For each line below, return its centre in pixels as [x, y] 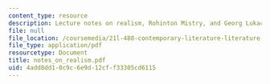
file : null [27, 30]
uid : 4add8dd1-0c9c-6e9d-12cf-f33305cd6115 [82, 68]
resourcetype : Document [48, 53]
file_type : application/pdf [55, 46]
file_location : [34, 38]
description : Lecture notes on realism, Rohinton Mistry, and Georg [125, 23]
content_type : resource [48, 16]
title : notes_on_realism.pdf [57, 61]
